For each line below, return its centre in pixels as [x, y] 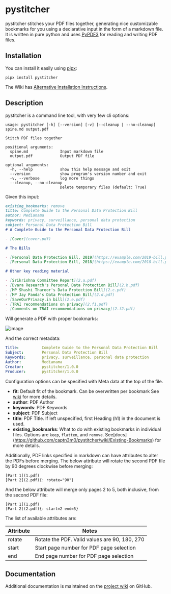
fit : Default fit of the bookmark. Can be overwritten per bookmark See [86, 391]
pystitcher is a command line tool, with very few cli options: [67, 115]
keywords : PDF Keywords [40, 407]
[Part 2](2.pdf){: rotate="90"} [39, 480]
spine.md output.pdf [27, 129]
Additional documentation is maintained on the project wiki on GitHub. [79, 586]
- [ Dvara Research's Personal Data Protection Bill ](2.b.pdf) [73, 285]
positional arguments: [29, 147]
